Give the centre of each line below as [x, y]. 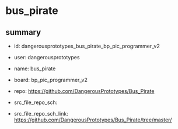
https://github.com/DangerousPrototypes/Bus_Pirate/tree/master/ [93, 120]
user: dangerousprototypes [47, 57]
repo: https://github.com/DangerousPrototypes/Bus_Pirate [84, 91]
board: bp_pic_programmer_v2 [51, 80]
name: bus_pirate [35, 69]
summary [23, 32]
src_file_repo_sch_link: [41, 114]
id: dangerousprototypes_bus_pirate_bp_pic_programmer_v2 [87, 46]
